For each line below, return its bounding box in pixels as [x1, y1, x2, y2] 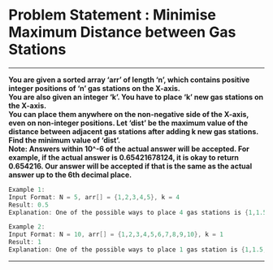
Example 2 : [8, 223, 45, 231]
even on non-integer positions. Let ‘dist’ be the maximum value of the [8, 118, 249, 128]
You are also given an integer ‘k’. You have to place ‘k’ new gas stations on [8, 92, 264, 102]
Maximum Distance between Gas [8, 23, 236, 41]
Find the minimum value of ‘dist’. [8, 135, 120, 145]
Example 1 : [8, 185, 45, 194]
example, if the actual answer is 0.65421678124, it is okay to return [8, 152, 240, 162]
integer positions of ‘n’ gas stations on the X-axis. [8, 83, 181, 93]
